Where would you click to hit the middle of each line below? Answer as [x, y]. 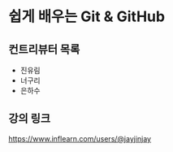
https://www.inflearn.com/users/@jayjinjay [80, 138]
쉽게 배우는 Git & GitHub [86, 17]
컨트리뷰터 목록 [44, 49]
